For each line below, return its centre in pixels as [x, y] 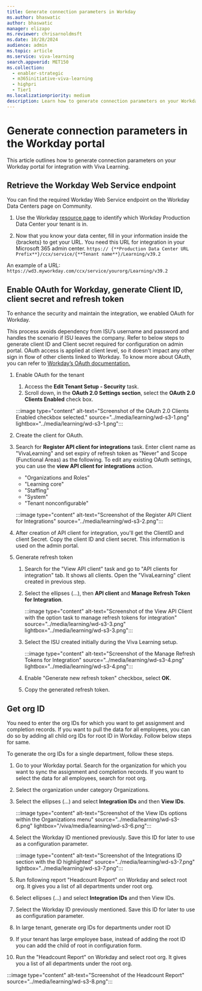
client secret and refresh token [66, 299]
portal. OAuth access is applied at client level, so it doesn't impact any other [101, 351]
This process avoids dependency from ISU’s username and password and [98, 331]
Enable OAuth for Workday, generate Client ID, [95, 290]
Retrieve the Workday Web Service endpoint [91, 185]
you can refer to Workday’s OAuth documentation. [69, 363]
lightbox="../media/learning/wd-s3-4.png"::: [79, 666]
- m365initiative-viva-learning [53, 79]
